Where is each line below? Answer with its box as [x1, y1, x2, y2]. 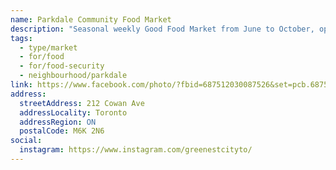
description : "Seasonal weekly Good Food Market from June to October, [10, 24, 315, 34]
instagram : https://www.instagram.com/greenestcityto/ [19, 145, 253, 155]
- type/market [19, 42, 78, 53]
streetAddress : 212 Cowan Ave [19, 98, 145, 108]
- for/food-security [19, 61, 105, 71]
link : [10, 80, 33, 90]
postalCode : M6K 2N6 [19, 126, 105, 136]
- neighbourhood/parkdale [19, 71, 128, 81]
